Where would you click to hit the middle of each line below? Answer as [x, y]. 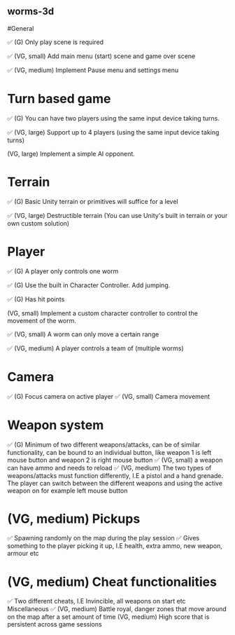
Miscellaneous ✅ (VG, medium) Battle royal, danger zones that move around [117, 609]
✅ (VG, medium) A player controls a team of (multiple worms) [95, 348]
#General [21, 28]
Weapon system [56, 425]
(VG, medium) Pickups [74, 519]
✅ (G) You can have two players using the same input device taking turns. [114, 118]
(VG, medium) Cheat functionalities [112, 582]
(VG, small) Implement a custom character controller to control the [102, 313]
